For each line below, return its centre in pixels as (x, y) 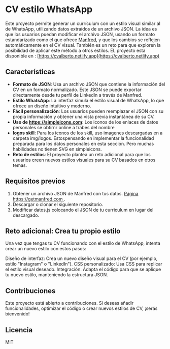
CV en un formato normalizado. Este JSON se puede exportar (77, 90)
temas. (20, 165)
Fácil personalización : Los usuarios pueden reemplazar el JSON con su (88, 111)
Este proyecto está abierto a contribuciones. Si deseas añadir (70, 303)
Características (30, 72)
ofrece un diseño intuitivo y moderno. (52, 106)
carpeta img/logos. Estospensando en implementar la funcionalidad (83, 138)
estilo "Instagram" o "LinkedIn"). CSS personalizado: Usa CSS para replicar (84, 264)
